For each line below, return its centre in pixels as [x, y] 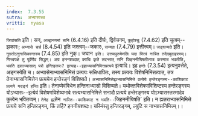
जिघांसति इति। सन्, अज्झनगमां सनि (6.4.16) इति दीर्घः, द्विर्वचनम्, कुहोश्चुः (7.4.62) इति [87, 40]
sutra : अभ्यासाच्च [26, 17]
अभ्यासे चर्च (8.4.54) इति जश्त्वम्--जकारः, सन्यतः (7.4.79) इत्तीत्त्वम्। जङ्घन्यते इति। [102, 47]
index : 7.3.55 [25, 12]
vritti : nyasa [25, 23]
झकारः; [13, 47]
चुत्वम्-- [177, 40]
